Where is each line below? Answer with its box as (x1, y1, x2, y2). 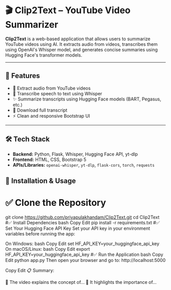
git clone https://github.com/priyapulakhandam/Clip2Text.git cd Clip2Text (5, 214, 160, 220)
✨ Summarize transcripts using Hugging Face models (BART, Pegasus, (12, 96, 161, 102)
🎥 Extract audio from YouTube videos (12, 85, 91, 91)
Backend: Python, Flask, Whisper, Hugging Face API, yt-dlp (12, 151, 138, 157)
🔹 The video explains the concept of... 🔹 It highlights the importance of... (5, 279, 157, 285)
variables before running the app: (5, 230, 75, 236)
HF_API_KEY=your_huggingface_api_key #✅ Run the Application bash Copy (5, 251, 164, 257)
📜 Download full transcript (12, 107, 68, 113)
